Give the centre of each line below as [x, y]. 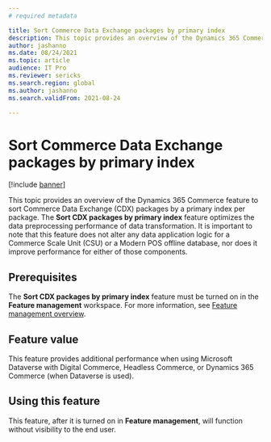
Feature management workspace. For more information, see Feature [123, 305]
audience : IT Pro [38, 68]
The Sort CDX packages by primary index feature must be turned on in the [134, 297]
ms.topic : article [39, 61]
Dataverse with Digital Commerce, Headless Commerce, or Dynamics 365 [131, 367]
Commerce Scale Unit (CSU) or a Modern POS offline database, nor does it [133, 243]
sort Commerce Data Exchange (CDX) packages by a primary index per [127, 209]
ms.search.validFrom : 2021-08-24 [65, 98]
